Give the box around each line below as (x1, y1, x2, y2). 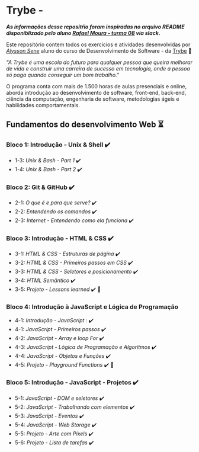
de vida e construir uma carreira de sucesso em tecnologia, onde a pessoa (6, 65, 191, 72)
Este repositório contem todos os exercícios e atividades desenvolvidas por (6, 41, 191, 48)
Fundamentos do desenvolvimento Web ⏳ (6, 120, 164, 130)
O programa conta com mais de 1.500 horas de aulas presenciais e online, (6, 82, 187, 89)
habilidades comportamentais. (6, 101, 81, 108)
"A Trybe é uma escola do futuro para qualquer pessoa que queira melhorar (6, 59, 192, 66)
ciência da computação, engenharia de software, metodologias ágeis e (6, 95, 179, 102)
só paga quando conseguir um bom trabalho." (6, 71, 120, 78)
